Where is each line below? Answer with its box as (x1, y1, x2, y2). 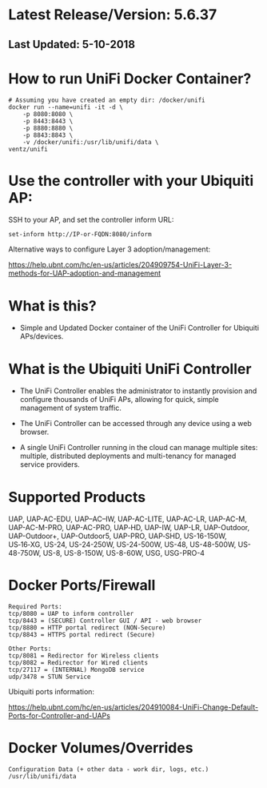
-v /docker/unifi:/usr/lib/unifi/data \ (22, 138, 159, 146)
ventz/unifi (8, 145, 48, 153)
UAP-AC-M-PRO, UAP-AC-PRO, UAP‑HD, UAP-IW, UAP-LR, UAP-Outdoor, (8, 523, 250, 533)
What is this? (8, 296, 98, 315)
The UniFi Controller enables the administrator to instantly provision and (19, 386, 257, 396)
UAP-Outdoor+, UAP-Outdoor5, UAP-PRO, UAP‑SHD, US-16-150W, (8, 531, 227, 541)
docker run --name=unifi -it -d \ (8, 103, 124, 111)
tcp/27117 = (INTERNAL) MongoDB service (8, 666, 145, 674)
